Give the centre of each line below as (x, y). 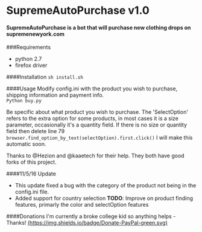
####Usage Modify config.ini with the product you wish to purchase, (92, 89)
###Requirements (29, 47)
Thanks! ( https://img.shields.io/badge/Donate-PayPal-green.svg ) (87, 223)
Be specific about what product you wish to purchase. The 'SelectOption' (97, 112)
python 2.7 (28, 59)
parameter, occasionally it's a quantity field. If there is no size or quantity (97, 125)
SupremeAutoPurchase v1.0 (78, 11)
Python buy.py (24, 101)
